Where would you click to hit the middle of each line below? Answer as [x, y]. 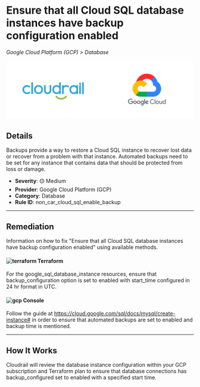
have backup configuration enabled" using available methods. [82, 247]
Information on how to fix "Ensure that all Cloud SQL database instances [95, 241]
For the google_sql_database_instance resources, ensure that [82, 274]
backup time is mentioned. [39, 326]
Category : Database [40, 196]
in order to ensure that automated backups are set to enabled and [112, 320]
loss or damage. [26, 169]
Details [19, 135]
